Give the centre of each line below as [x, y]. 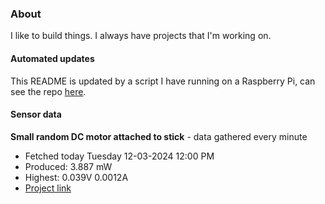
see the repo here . [48, 91]
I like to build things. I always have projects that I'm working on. [141, 36]
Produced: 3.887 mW [68, 166]
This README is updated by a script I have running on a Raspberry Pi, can [163, 81]
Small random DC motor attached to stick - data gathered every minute [159, 136]
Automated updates [52, 58]
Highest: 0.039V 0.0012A [76, 177]
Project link [48, 188]
